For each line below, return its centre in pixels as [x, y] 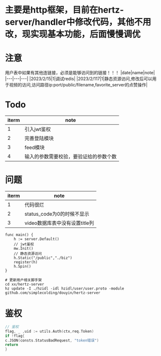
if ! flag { [15, 336]
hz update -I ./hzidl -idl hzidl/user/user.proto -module [65, 288]
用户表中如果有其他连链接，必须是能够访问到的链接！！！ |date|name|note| [80, 73]
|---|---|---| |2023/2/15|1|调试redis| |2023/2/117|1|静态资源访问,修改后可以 [79, 79]
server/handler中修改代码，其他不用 [78, 22]
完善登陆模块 [39, 138]
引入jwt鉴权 [38, 129]
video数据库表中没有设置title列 [59, 223]
